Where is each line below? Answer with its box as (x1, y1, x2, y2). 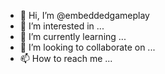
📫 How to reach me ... (19, 53, 113, 64)
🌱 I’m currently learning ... (19, 31, 127, 42)
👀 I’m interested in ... (19, 20, 105, 32)
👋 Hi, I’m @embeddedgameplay (19, 10, 150, 21)
